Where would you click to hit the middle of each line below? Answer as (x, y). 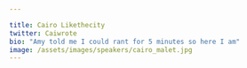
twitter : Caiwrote (43, 33)
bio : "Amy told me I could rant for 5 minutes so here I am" (125, 42)
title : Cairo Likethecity (57, 25)
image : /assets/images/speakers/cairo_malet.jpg (101, 49)
